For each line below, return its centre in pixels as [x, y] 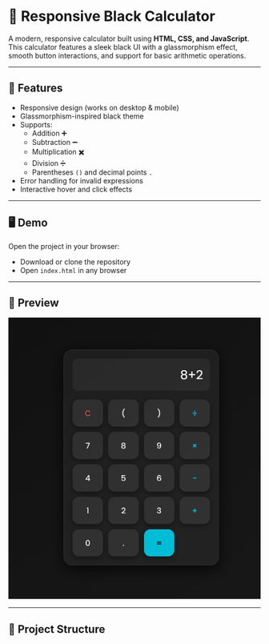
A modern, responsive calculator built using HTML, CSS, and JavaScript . [129, 38]
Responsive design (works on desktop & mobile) [100, 107]
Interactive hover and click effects [76, 189]
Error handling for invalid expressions [82, 180]
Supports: [36, 124]
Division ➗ [49, 163]
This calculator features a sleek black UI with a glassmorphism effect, [123, 46]
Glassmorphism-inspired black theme [82, 116]
